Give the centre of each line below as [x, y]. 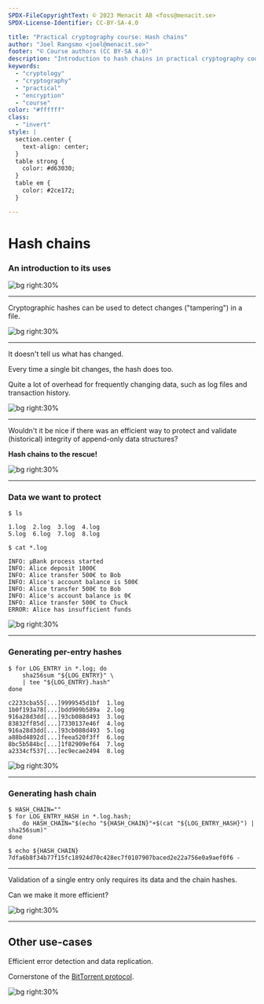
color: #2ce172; [49, 190]
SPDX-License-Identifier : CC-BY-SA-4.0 [73, 23]
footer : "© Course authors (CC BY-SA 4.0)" [81, 52]
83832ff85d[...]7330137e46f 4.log [66, 723]
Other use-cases [50, 942]
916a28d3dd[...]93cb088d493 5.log [66, 730]
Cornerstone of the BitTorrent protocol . [71, 976]
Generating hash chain [52, 793]
